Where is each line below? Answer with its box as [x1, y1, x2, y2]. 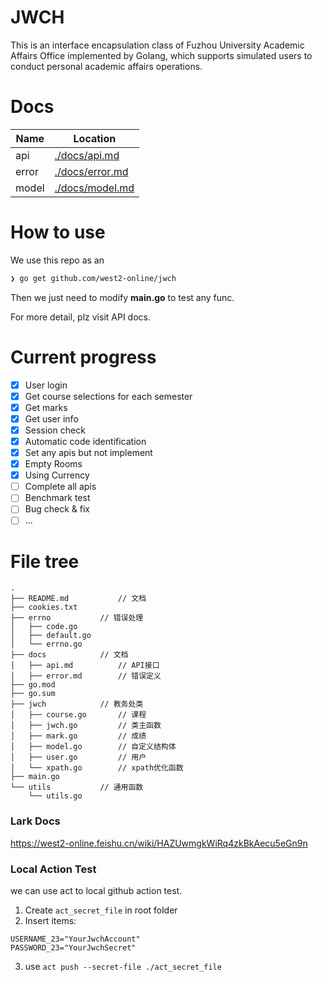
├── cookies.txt [10, 602, 78, 613]
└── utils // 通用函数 [10, 782, 144, 793]
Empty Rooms [24, 458, 83, 470]
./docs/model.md [54, 181, 135, 195]
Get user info [24, 412, 79, 425]
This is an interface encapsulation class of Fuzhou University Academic [10, 39, 305, 51]
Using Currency [24, 469, 90, 481]
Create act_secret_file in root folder [24, 904, 178, 916]
